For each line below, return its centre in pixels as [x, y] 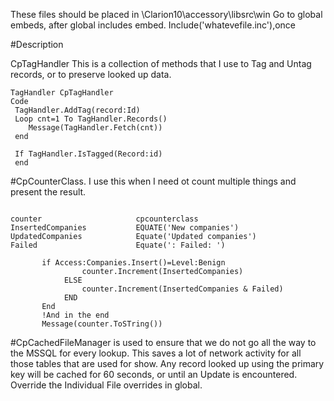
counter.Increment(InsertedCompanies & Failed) [182, 289]
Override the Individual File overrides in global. [106, 385]
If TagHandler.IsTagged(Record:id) [88, 154]
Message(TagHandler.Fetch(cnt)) [95, 128]
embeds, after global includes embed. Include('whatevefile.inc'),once [153, 25]
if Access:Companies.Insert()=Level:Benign [133, 263]
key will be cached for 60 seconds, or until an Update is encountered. [154, 374]
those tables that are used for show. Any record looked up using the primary [167, 363]
